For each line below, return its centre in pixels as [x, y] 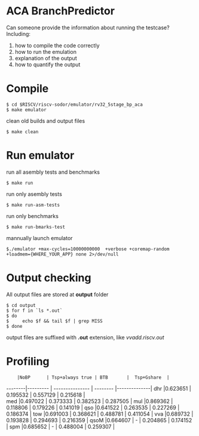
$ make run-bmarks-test [36, 227]
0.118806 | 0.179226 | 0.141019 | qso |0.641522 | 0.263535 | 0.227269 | [93, 407]
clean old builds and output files [46, 121]
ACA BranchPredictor [61, 11]
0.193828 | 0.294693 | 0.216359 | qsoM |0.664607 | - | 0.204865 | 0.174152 [99, 420]
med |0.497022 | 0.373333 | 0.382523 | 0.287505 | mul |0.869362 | [90, 401]
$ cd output [21, 305]
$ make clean [22, 132]
